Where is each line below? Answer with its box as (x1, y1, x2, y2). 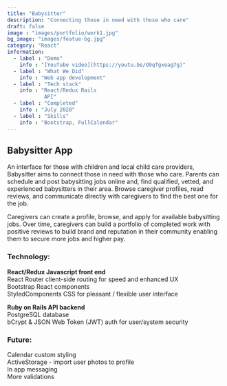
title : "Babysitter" (7, 10, 67, 17)
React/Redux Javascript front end (7, 267, 106, 276)
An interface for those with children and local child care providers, (7, 163, 195, 171)
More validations (7, 372, 55, 380)
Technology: (7, 252, 50, 262)
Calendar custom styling (7, 350, 77, 358)
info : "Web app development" (19, 74, 107, 81)
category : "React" (7, 42, 60, 49)
